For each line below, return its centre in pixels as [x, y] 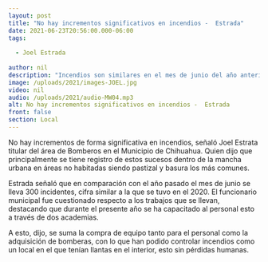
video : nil [26, 90]
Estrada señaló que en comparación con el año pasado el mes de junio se [130, 183]
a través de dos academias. [53, 217]
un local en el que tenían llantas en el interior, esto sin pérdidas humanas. [129, 249]
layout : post [30, 16]
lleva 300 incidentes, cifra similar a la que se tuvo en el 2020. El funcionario [133, 192]
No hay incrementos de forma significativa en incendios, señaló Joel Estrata [133, 142]
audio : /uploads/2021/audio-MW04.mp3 [71, 97]
